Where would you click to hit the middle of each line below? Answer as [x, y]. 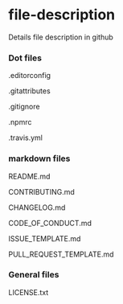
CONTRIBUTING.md [41, 191]
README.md [29, 176]
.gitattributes [29, 91]
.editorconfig [29, 76]
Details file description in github [61, 37]
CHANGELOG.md [37, 207]
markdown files [39, 158]
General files [34, 275]
